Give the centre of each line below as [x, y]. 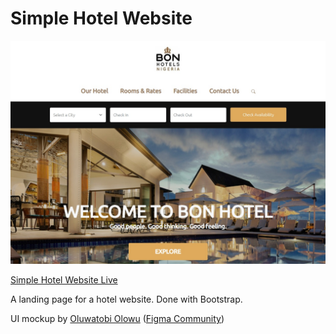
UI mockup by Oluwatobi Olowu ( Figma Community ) [117, 319]
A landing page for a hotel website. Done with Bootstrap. [126, 299]
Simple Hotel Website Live [64, 280]
